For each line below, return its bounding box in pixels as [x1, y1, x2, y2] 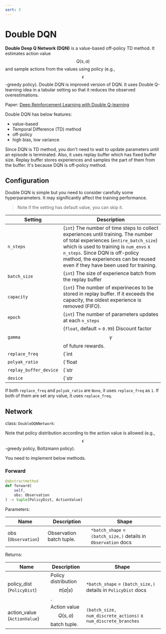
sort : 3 [5, 7, 21, 12]
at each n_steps [63, 317, 100, 324]
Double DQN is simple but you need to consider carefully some [5, 190, 133, 196]
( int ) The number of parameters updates [63, 311, 159, 318]
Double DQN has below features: [5, 111, 72, 117]
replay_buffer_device [7, 367, 58, 373]
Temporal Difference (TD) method [12, 126, 82, 132]
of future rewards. [63, 343, 105, 350]
